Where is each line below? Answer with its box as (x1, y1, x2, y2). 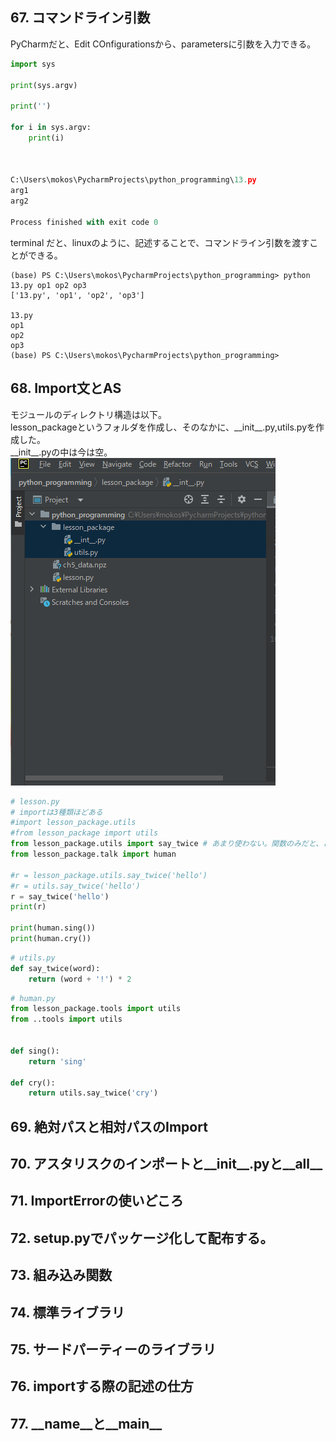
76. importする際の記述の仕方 (10, 1378, 194, 1395)
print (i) (28, 133, 65, 143)
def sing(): (10, 1046, 60, 1056)
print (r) (10, 902, 47, 912)
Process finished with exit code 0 (10, 217, 159, 227)
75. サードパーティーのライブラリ (10, 1341, 217, 1358)
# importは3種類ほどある (10, 807, 103, 817)
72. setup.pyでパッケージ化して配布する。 (10, 1229, 274, 1247)
